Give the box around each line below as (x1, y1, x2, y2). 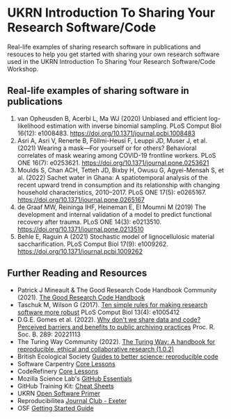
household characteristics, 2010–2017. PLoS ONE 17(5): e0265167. (17, 188, 207, 196)
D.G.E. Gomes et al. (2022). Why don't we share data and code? (17, 315, 201, 324)
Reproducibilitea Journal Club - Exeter (17, 396, 127, 404)
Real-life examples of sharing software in (7, 85, 189, 97)
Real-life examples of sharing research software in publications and (7, 42, 201, 51)
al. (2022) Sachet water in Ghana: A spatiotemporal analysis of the (17, 173, 209, 181)
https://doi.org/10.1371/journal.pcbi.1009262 (17, 247, 143, 255)
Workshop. (7, 65, 39, 73)
